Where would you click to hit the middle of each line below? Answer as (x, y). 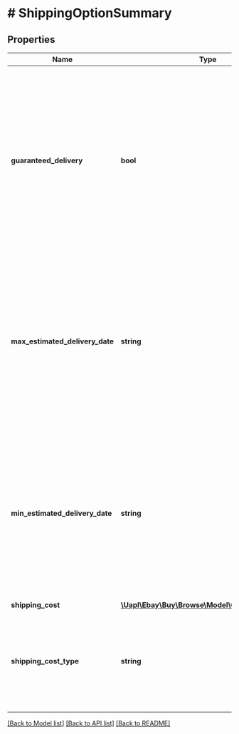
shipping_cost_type (45, 661)
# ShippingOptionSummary (90, 13)
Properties (31, 40)
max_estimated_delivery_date (63, 341)
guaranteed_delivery (47, 160)
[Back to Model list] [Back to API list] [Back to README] (89, 723)
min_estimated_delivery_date (62, 513)
